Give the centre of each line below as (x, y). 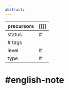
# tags (15, 42)
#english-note (35, 80)
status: (15, 34)
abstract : (15, 10)
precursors (21, 26)
